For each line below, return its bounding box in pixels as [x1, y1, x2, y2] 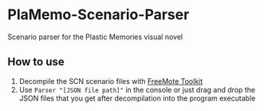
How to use [7, 55, 65, 69]
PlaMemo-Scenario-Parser [7, 6, 190, 24]
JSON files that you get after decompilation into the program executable [18, 93, 256, 103]
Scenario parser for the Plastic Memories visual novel [7, 32, 183, 42]
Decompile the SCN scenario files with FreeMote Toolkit [18, 76, 203, 85]
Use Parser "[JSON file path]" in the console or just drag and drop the [18, 85, 256, 94]
